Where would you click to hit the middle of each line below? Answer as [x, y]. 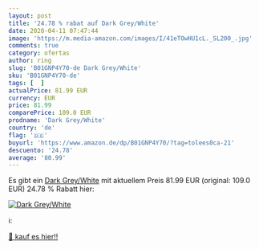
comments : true [34, 46]
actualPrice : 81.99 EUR [48, 90]
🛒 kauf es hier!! [33, 237]
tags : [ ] [26, 83]
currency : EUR [32, 98]
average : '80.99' [37, 157]
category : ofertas [39, 53]
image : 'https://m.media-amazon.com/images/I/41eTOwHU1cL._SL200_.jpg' [130, 38]
